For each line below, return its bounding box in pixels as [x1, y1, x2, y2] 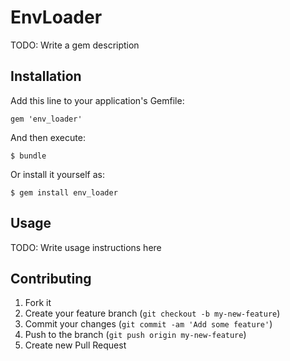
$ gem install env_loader [10, 187, 118, 198]
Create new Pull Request [24, 339, 127, 351]
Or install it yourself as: [10, 168, 105, 180]
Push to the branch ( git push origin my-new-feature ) [24, 329, 247, 341]
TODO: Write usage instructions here [10, 241, 162, 253]
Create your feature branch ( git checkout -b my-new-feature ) [24, 307, 281, 320]
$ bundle [10, 151, 47, 161]
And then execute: [10, 131, 86, 143]
